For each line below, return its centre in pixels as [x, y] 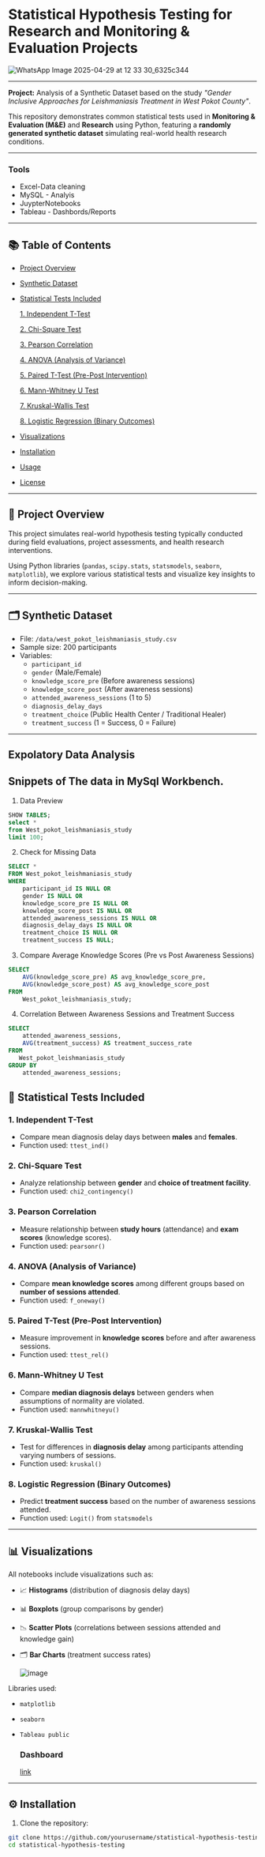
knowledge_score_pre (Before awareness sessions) [113, 680]
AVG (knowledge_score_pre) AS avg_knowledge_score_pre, [114, 977]
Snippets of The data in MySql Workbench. [116, 782]
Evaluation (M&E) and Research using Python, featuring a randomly [119, 125]
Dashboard [41, 1755]
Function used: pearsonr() [62, 1246]
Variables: [36, 655]
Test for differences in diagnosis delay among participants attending [131, 1446]
